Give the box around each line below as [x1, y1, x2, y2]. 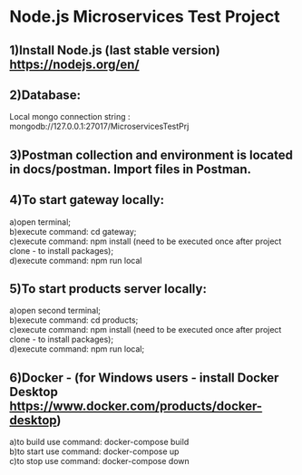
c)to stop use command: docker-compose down [9, 456, 190, 467]
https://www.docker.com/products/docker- [9, 398, 263, 413]
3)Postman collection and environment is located [9, 147, 293, 162]
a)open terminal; [9, 216, 71, 228]
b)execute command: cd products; [9, 315, 139, 325]
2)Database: [9, 87, 82, 102]
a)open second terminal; [9, 305, 102, 316]
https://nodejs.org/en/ [9, 56, 140, 72]
